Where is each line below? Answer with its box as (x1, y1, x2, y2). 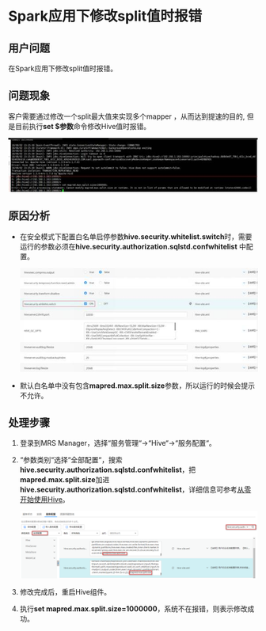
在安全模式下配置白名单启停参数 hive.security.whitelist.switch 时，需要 (19, 231, 253, 241)
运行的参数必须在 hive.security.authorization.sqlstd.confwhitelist (19, 241, 237, 251)
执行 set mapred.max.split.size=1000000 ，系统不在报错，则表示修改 (19, 604, 248, 614)
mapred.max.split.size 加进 (19, 475, 110, 485)
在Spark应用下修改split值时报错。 (8, 64, 118, 73)
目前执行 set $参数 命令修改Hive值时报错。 (14, 121, 151, 131)
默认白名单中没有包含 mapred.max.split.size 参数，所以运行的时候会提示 (19, 381, 256, 390)
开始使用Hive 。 (19, 495, 70, 504)
